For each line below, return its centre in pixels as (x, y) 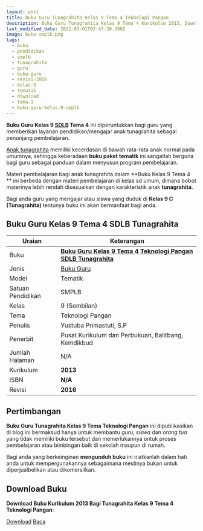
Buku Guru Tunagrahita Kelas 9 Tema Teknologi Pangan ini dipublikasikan (100, 426)
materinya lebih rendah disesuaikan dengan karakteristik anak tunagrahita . (100, 187)
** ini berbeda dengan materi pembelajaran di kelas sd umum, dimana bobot (101, 180)
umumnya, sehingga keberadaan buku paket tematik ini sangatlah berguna (100, 156)
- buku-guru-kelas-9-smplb (46, 107)
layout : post (23, 12)
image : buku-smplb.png (35, 35)
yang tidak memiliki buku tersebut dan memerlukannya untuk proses (92, 439)
